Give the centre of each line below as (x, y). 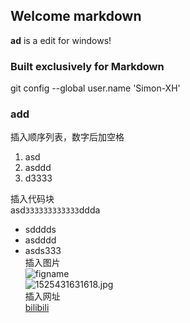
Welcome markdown (76, 16)
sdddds (40, 230)
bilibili (37, 308)
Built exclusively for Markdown (87, 66)
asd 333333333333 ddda (55, 210)
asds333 (43, 251)
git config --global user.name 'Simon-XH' (95, 88)
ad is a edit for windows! (61, 40)
